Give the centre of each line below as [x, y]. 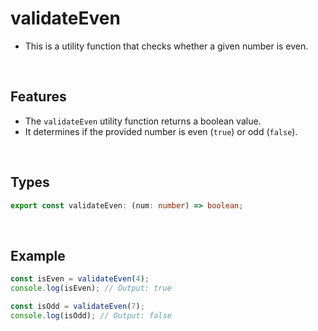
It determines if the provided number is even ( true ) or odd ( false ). [161, 131]
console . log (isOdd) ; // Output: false [91, 315]
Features [38, 97]
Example [38, 255]
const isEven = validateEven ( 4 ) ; [80, 279]
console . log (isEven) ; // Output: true [91, 288]
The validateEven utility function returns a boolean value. [143, 121]
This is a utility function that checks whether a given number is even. [166, 46]
